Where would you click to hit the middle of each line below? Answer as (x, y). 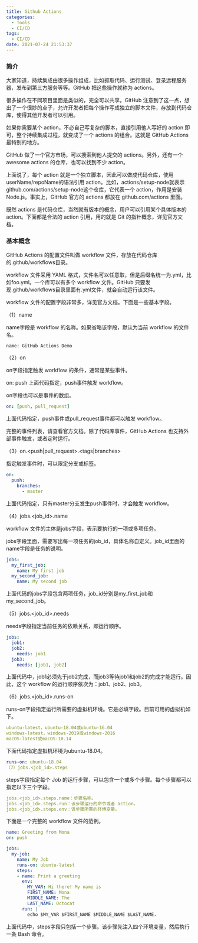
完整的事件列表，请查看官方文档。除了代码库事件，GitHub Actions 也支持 (95, 431)
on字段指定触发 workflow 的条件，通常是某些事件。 (68, 370)
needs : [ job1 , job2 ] (42, 665)
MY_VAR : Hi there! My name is (64, 887)
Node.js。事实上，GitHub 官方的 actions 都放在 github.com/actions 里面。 (96, 197)
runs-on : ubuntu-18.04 (34, 762)
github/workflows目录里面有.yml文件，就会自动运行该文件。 (85, 290)
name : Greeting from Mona (38, 833)
